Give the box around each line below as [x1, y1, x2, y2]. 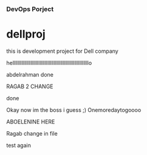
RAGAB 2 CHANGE [6, 83, 53, 90]
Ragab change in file [6, 129, 58, 137]
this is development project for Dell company [6, 47, 118, 55]
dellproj [6, 27, 46, 41]
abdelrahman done [6, 71, 53, 78]
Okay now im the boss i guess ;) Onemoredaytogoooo [6, 106, 142, 114]
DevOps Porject [6, 5, 54, 13]
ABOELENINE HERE [6, 118, 55, 125]
